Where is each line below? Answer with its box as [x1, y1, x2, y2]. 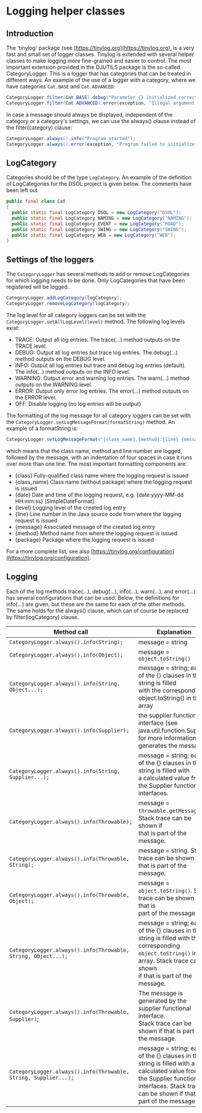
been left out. [6, 187, 40, 194]
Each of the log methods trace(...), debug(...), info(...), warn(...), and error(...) [6, 588, 196, 595]
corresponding [138, 941, 180, 949]
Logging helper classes [6, 4, 125, 18]
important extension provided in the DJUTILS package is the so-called [6, 63, 180, 71]
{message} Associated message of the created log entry [14, 523, 155, 530]
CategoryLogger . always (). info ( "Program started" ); [6, 135, 136, 141]
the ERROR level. [14, 394, 57, 401]
